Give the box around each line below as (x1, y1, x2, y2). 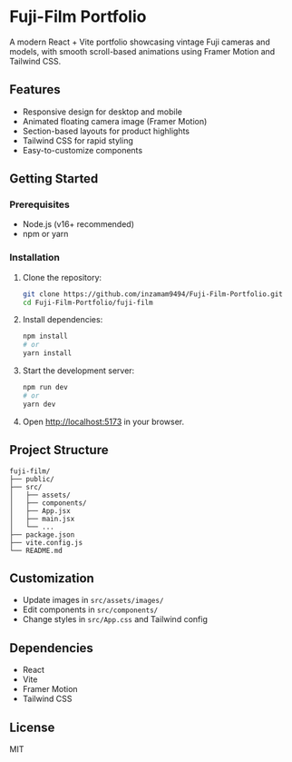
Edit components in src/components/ (22, 604, 159, 615)
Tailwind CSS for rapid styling (22, 134, 134, 146)
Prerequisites (9, 198, 70, 211)
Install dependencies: (22, 314, 103, 325)
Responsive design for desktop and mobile (22, 106, 183, 117)
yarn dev (22, 400, 56, 409)
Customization (9, 570, 95, 586)
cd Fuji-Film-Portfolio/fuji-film (22, 298, 153, 307)
